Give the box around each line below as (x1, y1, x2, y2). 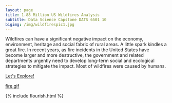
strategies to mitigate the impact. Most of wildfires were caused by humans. (5, 63, 166, 69)
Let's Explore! (5, 73, 34, 79)
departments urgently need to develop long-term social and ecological (5, 57, 155, 64)
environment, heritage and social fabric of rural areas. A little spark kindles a (5, 42, 167, 48)
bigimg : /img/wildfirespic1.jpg (5, 22, 74, 27)
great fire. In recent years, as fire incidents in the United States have (5, 47, 150, 53)
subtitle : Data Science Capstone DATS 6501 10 (5, 17, 107, 22)
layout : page (5, 7, 33, 13)
